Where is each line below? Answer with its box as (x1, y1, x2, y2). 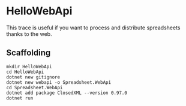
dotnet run (6, 95, 34, 101)
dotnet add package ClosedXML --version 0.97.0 (6, 90, 128, 96)
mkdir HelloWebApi (6, 63, 52, 69)
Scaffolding (6, 48, 51, 58)
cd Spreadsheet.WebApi (6, 84, 63, 90)
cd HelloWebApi (6, 69, 44, 75)
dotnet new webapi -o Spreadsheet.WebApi (6, 79, 112, 85)
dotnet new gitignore (6, 74, 61, 80)
